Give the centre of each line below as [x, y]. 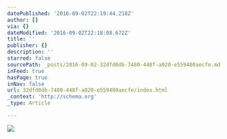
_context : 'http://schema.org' [52, 97]
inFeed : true [26, 71]
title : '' [21, 39]
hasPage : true [28, 77]
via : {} [18, 26]
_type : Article [29, 103]
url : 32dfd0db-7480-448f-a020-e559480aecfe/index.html [88, 90]
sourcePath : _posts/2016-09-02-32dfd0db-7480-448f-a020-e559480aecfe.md [114, 65]
